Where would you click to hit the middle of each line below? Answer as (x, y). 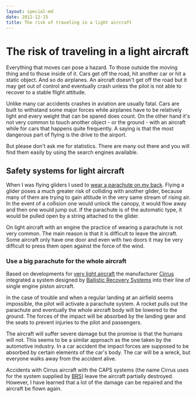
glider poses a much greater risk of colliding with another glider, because (94, 191)
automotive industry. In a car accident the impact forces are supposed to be (97, 346)
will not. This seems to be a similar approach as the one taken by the (89, 340)
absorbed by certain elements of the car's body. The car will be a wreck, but (98, 352)
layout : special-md (30, 11)
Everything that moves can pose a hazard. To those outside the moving (92, 67)
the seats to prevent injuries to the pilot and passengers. (74, 322)
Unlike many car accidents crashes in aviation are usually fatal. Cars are (93, 104)
